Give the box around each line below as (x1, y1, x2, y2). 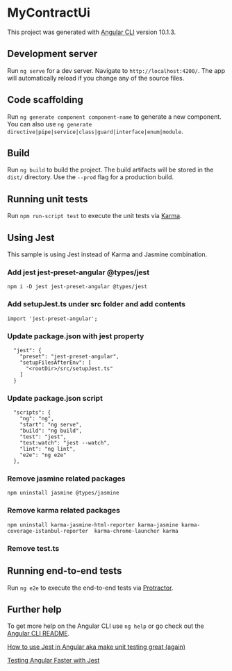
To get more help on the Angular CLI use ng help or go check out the (7, 622, 204, 630)
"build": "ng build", (19, 427, 82, 435)
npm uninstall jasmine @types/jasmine (7, 490, 119, 497)
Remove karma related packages (7, 506, 120, 515)
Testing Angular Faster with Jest (7, 656, 100, 665)
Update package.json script (7, 393, 103, 403)
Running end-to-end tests (7, 565, 122, 577)
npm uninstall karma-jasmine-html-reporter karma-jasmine (7, 521, 179, 529)
